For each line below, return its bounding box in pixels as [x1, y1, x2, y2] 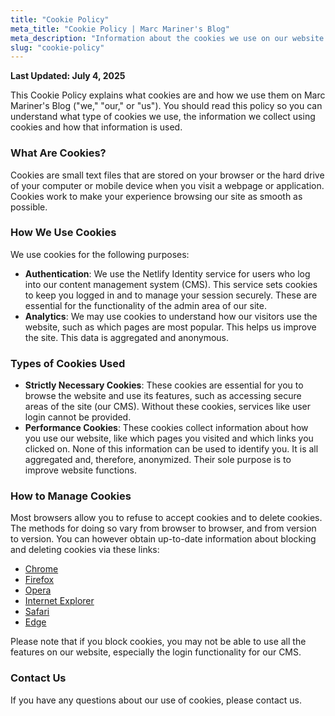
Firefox [24, 574, 55, 586]
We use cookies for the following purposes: [10, 248, 190, 260]
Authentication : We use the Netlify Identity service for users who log [24, 267, 311, 280]
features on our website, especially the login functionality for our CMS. [10, 646, 302, 658]
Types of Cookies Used [10, 356, 126, 370]
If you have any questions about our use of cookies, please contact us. [10, 694, 302, 706]
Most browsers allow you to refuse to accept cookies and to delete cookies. [10, 512, 323, 524]
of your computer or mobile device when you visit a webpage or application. [10, 179, 325, 191]
